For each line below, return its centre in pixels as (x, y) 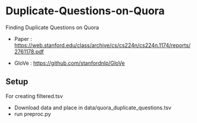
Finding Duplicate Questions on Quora (52, 27)
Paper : (23, 39)
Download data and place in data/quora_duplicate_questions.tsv (93, 108)
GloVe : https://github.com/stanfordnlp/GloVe (70, 63)
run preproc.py (32, 113)
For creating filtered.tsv (34, 96)
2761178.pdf (29, 51)
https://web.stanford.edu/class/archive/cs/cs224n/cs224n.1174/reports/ (102, 45)
